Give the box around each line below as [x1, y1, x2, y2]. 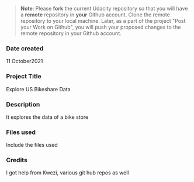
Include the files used [6, 142, 58, 149]
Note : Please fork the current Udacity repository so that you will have [20, 5, 188, 12]
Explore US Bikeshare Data [6, 85, 71, 92]
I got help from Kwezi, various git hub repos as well [6, 169, 129, 176]
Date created [6, 44, 44, 52]
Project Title [6, 73, 42, 81]
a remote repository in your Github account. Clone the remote [20, 11, 171, 18]
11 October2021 [6, 58, 43, 65]
